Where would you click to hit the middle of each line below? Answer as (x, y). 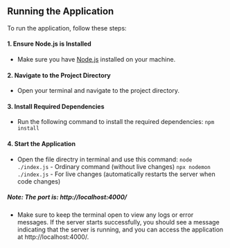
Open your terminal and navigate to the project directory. (98, 91)
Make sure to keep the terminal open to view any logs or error (105, 215)
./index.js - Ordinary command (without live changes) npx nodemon (114, 166)
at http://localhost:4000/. (53, 237)
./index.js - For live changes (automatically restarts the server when (116, 174)
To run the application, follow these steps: (67, 28)
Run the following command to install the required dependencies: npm (116, 122)
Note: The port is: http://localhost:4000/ (67, 197)
